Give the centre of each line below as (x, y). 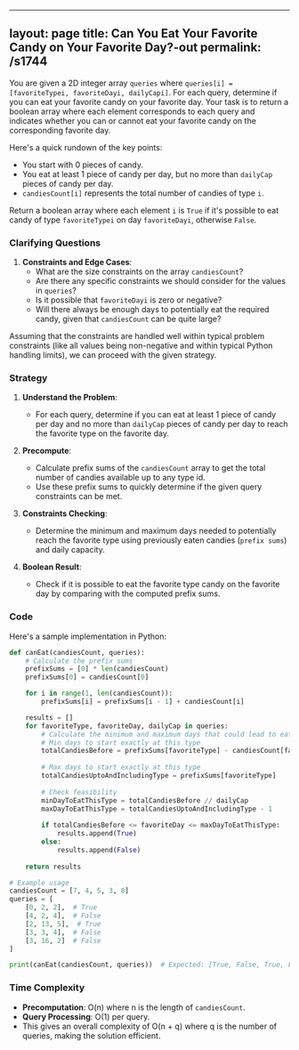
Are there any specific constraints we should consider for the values (161, 281)
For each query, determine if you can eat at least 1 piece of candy (156, 415)
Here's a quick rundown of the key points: (86, 147)
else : (52, 842)
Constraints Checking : (65, 513)
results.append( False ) (99, 850)
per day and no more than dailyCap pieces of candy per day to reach (162, 424)
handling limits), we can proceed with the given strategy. (113, 355)
